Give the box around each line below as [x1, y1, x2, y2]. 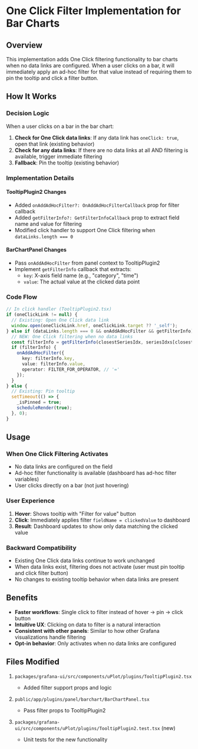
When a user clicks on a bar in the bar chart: [6, 123, 114, 130]
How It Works [6, 91, 57, 101]
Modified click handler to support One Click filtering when [14, 226, 156, 233]
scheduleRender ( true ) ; [16, 405, 72, 411]
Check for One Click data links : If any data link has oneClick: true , [14, 134, 179, 141]
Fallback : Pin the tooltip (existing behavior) [14, 159, 120, 166]
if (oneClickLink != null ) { [6, 312, 78, 318]
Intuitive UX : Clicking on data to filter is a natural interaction [14, 621, 161, 628]
